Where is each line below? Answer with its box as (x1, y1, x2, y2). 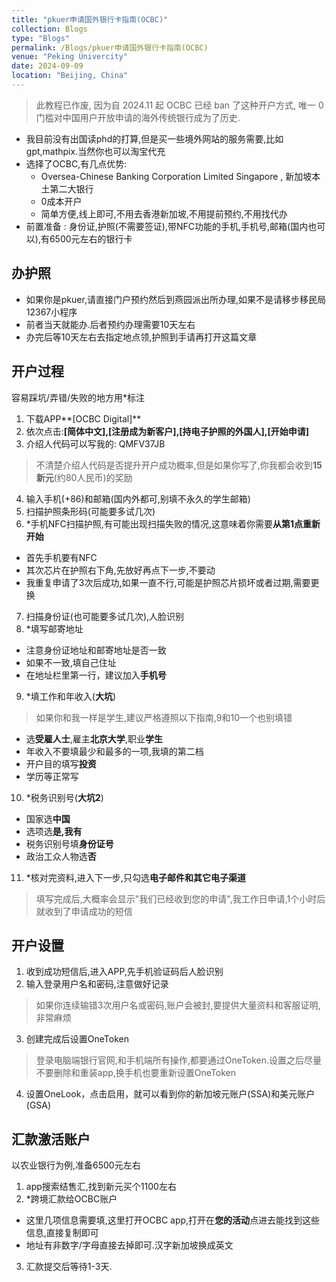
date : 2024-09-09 (11, 61, 84, 71)
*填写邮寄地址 (25, 622, 84, 635)
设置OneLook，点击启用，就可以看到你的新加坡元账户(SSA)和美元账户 (25, 1088, 316, 1100)
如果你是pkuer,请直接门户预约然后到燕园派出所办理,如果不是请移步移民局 (25, 293, 326, 305)
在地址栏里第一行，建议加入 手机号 (25, 669, 167, 681)
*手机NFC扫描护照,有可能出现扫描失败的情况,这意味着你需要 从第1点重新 (25, 517, 321, 530)
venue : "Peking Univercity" (11, 52, 129, 62)
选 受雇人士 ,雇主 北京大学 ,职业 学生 (25, 732, 163, 745)
